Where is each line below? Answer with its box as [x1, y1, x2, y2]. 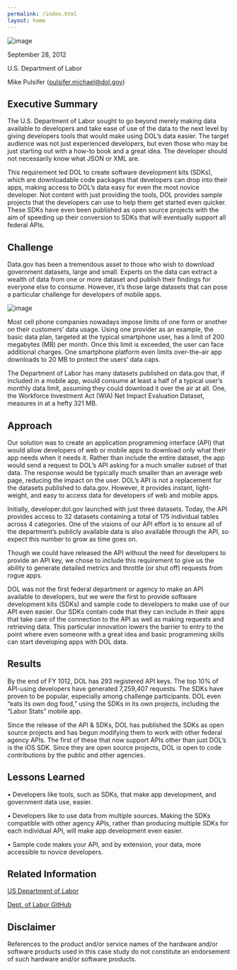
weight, [7, 491, 30, 499]
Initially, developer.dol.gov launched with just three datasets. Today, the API [7, 504, 228, 513]
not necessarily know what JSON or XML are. [7, 154, 140, 163]
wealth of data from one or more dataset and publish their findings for [7, 275, 211, 284]
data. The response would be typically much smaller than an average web [7, 468, 223, 477]
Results [7, 658, 42, 670]
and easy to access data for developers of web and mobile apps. [30, 491, 219, 499]
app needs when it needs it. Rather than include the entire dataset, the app [7, 453, 225, 462]
